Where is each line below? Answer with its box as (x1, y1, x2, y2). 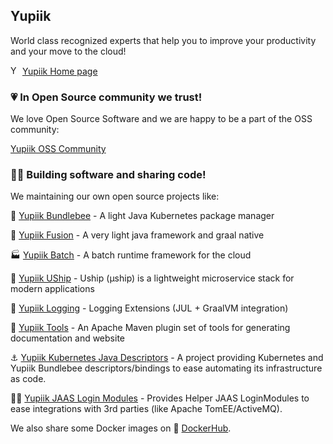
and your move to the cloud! (10, 45, 127, 57)
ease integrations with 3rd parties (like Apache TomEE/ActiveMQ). (10, 403, 283, 415)
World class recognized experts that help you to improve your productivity (10, 34, 317, 46)
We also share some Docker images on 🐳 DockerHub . (10, 422, 232, 434)
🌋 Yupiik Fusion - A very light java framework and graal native (10, 229, 265, 241)
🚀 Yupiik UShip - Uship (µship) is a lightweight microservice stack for (10, 272, 295, 284)
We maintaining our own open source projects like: (10, 190, 220, 203)
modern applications (10, 283, 95, 295)
